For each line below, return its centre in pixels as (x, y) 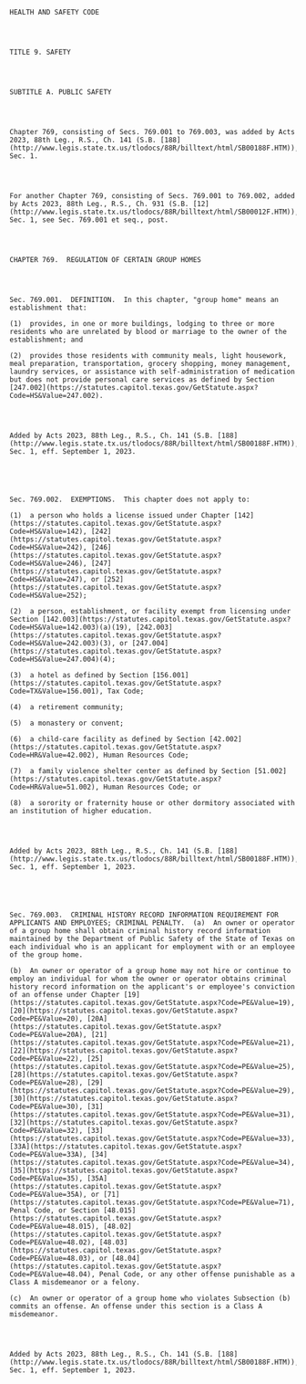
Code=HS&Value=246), (49, 563)
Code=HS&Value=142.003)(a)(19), (71, 627)
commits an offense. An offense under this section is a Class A (136, 1306)
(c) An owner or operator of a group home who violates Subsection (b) (150, 1298)
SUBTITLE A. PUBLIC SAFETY (61, 92)
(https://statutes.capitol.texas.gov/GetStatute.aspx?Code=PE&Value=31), (153, 1115)
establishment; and (46, 340)
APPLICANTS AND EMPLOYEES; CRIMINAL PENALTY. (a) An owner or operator (153, 923)
